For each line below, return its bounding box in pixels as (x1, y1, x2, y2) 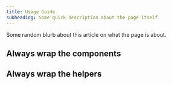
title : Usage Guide (6, 8, 56, 15)
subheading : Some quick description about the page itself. (6, 14, 161, 20)
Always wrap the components (6, 48, 121, 58)
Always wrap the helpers (6, 69, 102, 79)
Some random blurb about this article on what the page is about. (6, 31, 167, 38)
